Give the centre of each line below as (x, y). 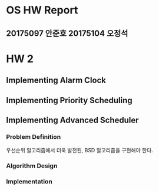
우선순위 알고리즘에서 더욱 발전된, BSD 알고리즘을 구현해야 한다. (79, 151)
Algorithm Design (32, 166)
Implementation (29, 182)
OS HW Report (42, 10)
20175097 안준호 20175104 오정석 (67, 33)
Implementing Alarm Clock (56, 81)
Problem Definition (34, 137)
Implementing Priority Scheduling (69, 100)
